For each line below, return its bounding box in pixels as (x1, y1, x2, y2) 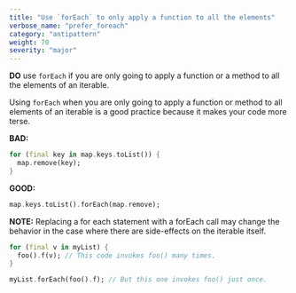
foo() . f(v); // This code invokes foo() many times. (17, 250, 216, 260)
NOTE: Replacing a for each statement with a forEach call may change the (9, 216, 280, 226)
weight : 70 (9, 37, 50, 47)
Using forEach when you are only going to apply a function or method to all (9, 97, 283, 107)
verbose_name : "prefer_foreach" (9, 21, 129, 30)
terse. (9, 116, 31, 127)
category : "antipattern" (9, 29, 101, 38)
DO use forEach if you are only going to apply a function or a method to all (9, 70, 280, 81)
